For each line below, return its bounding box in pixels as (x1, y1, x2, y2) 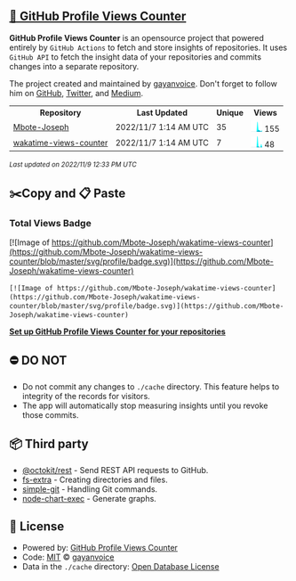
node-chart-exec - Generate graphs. (21, 493, 157, 503)
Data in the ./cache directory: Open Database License (21, 561, 220, 572)
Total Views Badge (9, 217, 92, 229)
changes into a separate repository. (9, 61, 140, 71)
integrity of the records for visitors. (21, 390, 151, 401)
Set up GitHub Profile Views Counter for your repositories (9, 326, 227, 337)
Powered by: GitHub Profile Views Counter (21, 543, 178, 553)
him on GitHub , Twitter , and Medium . (9, 87, 144, 98)
